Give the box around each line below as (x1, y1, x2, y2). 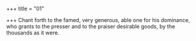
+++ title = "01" (6, 5, 44, 12)
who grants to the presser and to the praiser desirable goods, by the (6, 23, 176, 30)
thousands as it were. (6, 29, 60, 36)
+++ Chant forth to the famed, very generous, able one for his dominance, (6, 17, 191, 23)
